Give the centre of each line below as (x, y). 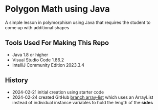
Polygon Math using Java (57, 9)
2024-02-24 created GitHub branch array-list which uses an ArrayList (83, 97)
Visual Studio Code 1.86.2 (38, 60)
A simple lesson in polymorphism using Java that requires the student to (78, 22)
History (17, 81)
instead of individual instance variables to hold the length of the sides (82, 102)
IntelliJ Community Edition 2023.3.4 (48, 65)
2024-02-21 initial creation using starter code (58, 92)
